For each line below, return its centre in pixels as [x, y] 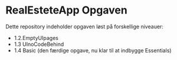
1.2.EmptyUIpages [36, 38]
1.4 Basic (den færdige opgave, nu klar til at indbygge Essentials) [93, 50]
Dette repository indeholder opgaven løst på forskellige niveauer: [84, 26]
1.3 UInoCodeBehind [39, 44]
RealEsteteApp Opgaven [66, 10]
